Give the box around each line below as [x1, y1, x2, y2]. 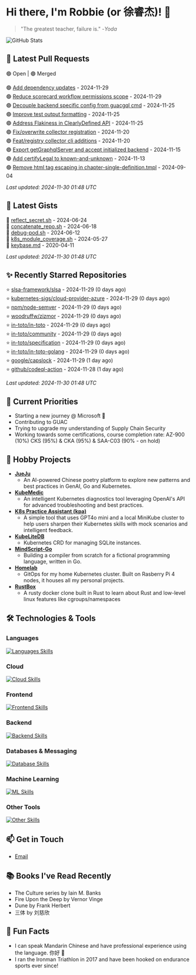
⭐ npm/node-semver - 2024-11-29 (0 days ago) [6, 304, 122, 311]
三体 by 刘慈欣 [14, 909, 50, 916]
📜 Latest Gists [6, 201, 58, 211]
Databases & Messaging [6, 746, 77, 755]
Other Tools [6, 803, 41, 811]
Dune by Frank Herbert [14, 902, 71, 909]
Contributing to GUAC [14, 419, 68, 426]
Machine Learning [6, 775, 59, 783]
